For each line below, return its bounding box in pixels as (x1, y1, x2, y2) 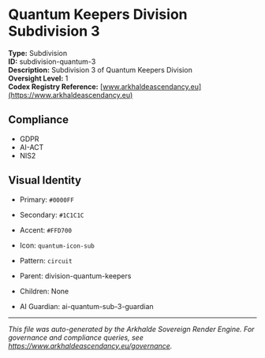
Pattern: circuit (19, 255, 73, 265)
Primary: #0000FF (19, 195, 75, 204)
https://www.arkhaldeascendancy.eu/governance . (8, 341, 173, 350)
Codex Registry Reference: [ (8, 81, 103, 91)
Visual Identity (8, 173, 81, 187)
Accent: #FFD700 (19, 225, 73, 234)
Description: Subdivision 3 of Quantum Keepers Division (8, 65, 193, 74)
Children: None (19, 286, 69, 296)
